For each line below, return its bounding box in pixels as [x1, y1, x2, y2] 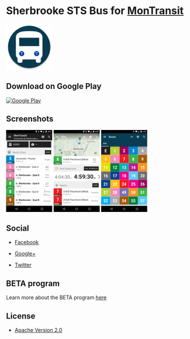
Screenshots [6, 114, 54, 124]
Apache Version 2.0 [14, 327, 63, 333]
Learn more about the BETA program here [6, 294, 107, 301]
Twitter [14, 262, 32, 269]
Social [6, 223, 29, 233]
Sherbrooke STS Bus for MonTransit [6, 4, 184, 18]
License [6, 311, 36, 321]
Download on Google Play [6, 81, 102, 91]
